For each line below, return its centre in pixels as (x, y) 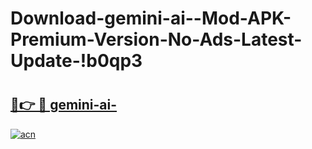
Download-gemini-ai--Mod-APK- (151, 18)
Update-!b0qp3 (76, 61)
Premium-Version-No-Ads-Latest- (156, 39)
